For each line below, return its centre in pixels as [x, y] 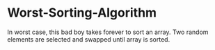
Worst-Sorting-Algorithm [82, 13]
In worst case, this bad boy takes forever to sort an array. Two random [108, 32]
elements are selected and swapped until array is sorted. [89, 39]
